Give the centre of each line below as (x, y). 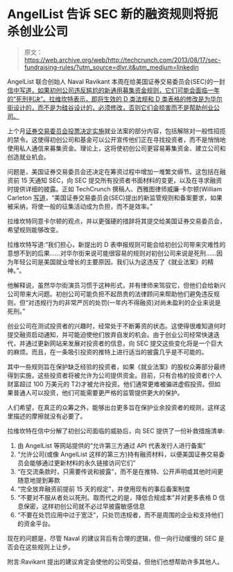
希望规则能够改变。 (35, 229)
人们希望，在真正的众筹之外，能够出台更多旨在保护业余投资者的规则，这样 (113, 407)
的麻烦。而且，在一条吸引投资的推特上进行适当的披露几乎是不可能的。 (107, 352)
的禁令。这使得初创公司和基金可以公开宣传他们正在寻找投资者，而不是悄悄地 (116, 139)
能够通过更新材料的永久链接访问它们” (83, 462)
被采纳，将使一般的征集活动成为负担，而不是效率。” (80, 206)
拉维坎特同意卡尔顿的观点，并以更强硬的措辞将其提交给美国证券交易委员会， (116, 221)
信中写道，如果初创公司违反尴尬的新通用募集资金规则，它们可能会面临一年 (113, 90)
